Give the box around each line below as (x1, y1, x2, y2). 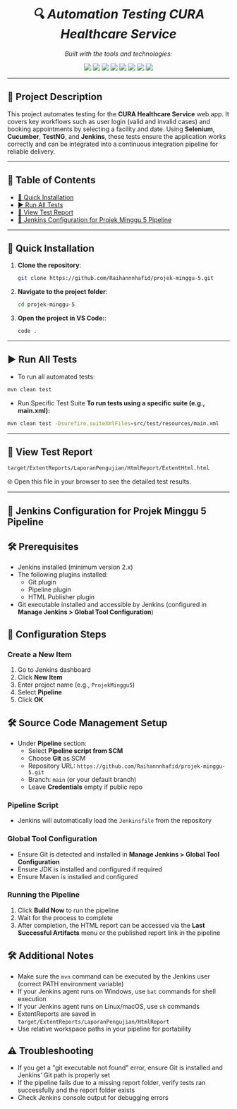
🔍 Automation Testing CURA (32, 6, 205, 23)
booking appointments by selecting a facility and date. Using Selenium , (7, 125, 215, 133)
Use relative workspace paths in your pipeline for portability (17, 1024, 192, 1033)
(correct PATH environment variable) (17, 979, 124, 988)
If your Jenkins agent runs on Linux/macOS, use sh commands (17, 1002, 200, 1010)
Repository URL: (28, 761, 75, 770)
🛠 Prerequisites (7, 541, 79, 553)
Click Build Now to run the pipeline (17, 906, 119, 914)
